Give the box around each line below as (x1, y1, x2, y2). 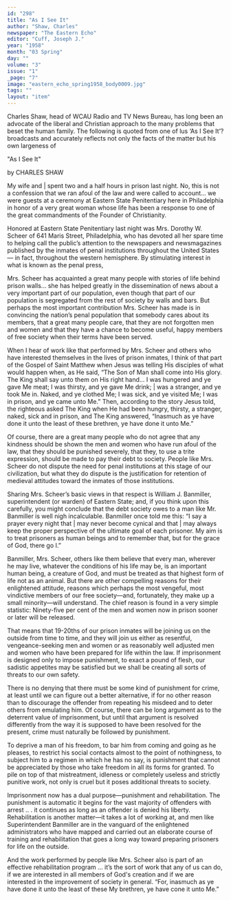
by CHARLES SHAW (7, 168, 64, 176)
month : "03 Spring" (7, 49, 63, 56)
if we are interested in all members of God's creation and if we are (7, 870, 195, 879)
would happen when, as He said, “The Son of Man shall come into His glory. (7, 368, 222, 376)
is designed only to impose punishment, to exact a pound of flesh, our (7, 656, 206, 664)
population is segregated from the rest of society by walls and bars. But (7, 296, 210, 304)
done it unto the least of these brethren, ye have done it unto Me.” (7, 420, 194, 427)
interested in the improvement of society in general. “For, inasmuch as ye (7, 878, 214, 886)
